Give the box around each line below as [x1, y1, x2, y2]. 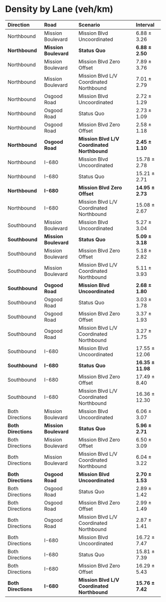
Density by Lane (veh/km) [5, 3, 114, 15]
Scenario [78, 21, 100, 28]
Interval [135, 21, 155, 28]
